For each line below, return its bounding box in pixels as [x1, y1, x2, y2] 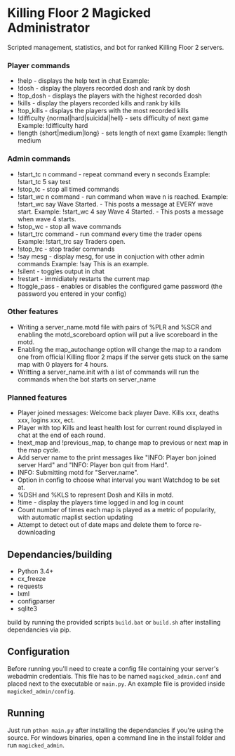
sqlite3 [17, 604, 37, 613]
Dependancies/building [7, 548, 112, 560]
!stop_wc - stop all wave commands [17, 222, 121, 230]
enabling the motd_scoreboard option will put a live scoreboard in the [17, 330, 218, 339]
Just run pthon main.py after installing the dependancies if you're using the [7, 726, 224, 734]
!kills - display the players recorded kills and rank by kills [17, 99, 181, 107]
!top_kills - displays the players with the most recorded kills [17, 107, 189, 115]
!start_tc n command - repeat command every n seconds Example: [17, 170, 210, 178]
